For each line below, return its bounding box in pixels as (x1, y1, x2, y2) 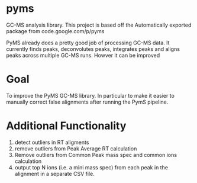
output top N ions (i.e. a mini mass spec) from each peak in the (14, 163, 169, 171)
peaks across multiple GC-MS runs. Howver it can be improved (6, 52, 160, 59)
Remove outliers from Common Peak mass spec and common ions (14, 151, 177, 158)
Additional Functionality (6, 119, 127, 133)
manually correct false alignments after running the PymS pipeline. (6, 98, 169, 105)
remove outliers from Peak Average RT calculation (14, 145, 137, 152)
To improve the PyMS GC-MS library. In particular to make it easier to (6, 92, 175, 99)
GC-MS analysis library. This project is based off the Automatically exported (6, 21, 192, 28)
